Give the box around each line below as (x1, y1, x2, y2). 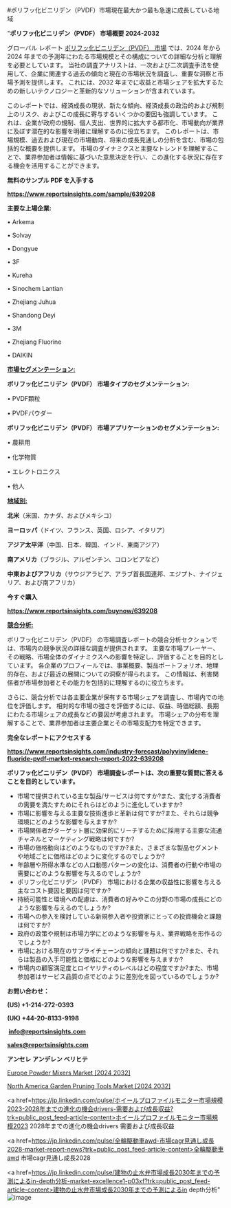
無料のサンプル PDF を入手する (7, 176, 94, 184)
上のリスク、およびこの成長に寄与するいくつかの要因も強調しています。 (7, 110, 211, 118)
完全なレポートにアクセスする (7, 734, 91, 741)
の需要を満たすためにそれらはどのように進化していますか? (16, 800, 184, 809)
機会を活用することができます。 (12, 162, 103, 170)
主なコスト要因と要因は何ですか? (16, 886, 111, 894)
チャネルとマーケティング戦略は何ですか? (16, 835, 135, 843)
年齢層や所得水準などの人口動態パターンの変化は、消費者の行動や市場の (16, 861, 222, 868)
